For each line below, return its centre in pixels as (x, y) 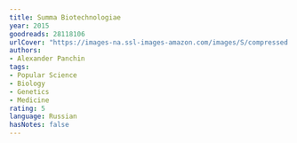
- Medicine (29, 100)
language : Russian (43, 116)
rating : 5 (28, 108)
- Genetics (29, 91)
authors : (25, 51)
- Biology (28, 83)
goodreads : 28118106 (48, 34)
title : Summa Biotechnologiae (65, 17)
